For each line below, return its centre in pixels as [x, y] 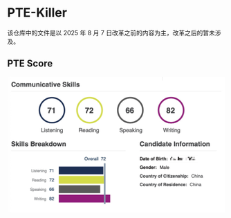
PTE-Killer [37, 13]
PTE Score [30, 64]
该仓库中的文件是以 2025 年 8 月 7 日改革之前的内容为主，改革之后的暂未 [111, 33]
